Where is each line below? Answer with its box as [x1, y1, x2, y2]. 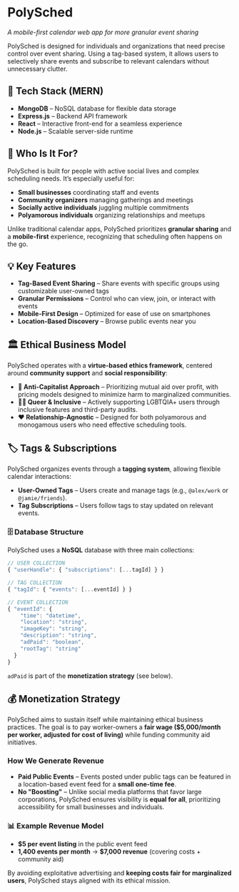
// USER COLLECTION [7, 559, 66, 567]
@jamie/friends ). [17, 494, 68, 502]
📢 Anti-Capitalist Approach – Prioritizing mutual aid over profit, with [17, 382, 219, 391]
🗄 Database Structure [7, 527, 84, 537]
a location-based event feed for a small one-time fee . [17, 779, 177, 789]
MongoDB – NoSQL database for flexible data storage [17, 104, 177, 113]
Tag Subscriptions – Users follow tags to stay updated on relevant [17, 501, 214, 510]
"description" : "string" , [20, 632, 98, 639]
